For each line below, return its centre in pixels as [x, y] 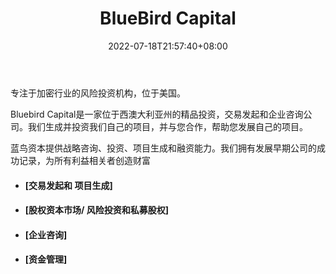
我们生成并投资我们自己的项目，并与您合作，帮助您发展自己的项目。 [167, 126]
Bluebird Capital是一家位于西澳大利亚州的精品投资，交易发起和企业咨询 [157, 114]
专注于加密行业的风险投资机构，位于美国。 [98, 93]
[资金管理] [46, 259]
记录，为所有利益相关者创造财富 [84, 160]
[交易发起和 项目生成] [68, 185]
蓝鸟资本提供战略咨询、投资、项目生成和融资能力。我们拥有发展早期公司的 [163, 148]
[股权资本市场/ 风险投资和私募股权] [97, 210]
